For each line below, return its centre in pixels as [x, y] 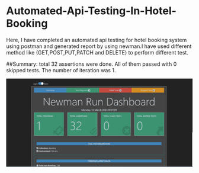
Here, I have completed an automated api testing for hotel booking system [97, 40]
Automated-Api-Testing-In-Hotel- [91, 11]
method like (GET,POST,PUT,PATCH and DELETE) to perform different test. [97, 52]
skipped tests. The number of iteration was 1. [61, 70]
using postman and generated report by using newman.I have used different [99, 46]
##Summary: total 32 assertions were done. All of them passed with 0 [92, 64]
